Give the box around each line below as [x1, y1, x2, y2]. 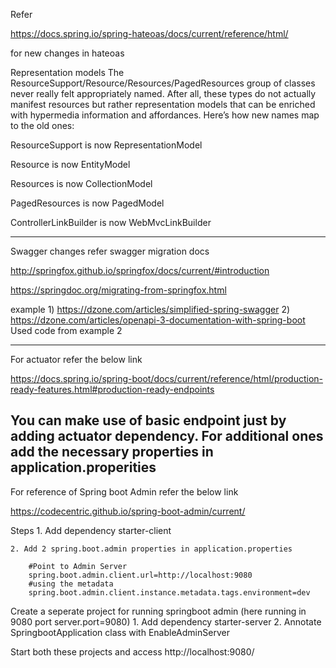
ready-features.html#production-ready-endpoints [10, 384, 215, 395]
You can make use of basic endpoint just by [10, 412, 287, 429]
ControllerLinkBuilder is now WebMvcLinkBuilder [10, 217, 212, 228]
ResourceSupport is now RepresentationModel [10, 139, 203, 151]
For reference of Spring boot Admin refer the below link [10, 485, 239, 498]
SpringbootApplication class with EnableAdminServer [10, 626, 230, 638]
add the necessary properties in [10, 444, 214, 461]
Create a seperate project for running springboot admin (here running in [10, 605, 307, 617]
